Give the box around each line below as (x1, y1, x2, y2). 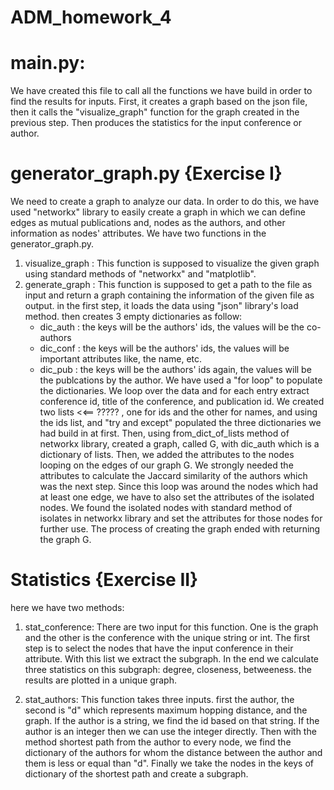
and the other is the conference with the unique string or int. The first (24, 632, 310, 643)
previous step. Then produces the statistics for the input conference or (10, 117, 303, 129)
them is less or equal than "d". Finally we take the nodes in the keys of (24, 757, 314, 769)
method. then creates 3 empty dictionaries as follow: (24, 311, 243, 323)
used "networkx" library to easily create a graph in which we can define (10, 206, 306, 218)
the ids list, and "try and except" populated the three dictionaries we (39, 417, 322, 429)
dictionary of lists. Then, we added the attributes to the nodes (39, 449, 295, 461)
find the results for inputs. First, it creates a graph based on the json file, (10, 96, 308, 108)
